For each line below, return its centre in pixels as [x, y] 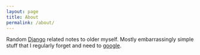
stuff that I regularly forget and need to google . [64, 46]
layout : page [22, 12]
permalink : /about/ [30, 22]
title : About [22, 17]
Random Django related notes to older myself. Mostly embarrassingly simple [100, 40]
